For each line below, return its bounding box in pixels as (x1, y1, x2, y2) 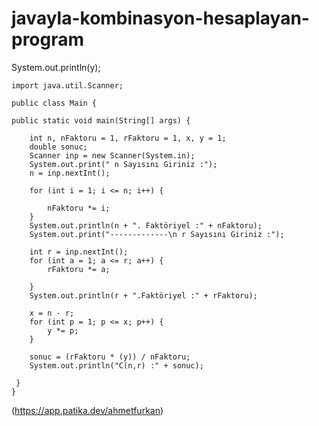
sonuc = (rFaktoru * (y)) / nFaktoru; (29, 352, 191, 362)
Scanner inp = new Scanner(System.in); (29, 150, 196, 161)
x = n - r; (29, 308, 75, 318)
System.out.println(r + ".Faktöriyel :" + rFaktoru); (29, 290, 258, 301)
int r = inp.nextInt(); (29, 247, 129, 257)
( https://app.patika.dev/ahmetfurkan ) (11, 404, 164, 416)
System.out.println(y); (11, 61, 101, 73)
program (11, 28, 85, 51)
